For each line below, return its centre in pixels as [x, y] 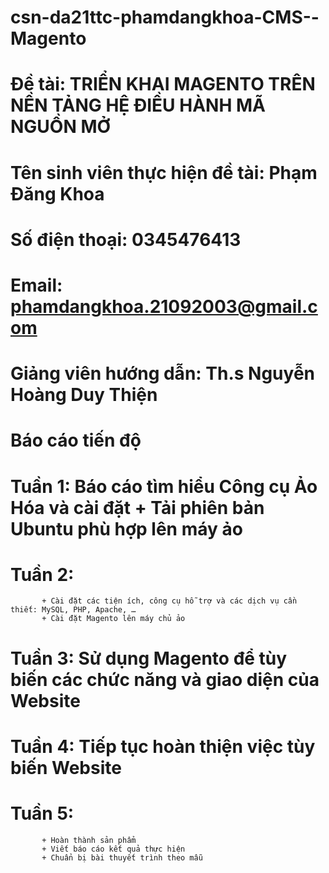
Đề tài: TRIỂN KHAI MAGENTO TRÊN [163, 84]
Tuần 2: [42, 574]
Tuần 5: [42, 813]
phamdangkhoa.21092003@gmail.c [164, 306]
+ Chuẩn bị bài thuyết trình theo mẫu [122, 857]
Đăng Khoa [57, 193]
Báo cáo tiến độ [76, 440]
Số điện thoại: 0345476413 [126, 239]
